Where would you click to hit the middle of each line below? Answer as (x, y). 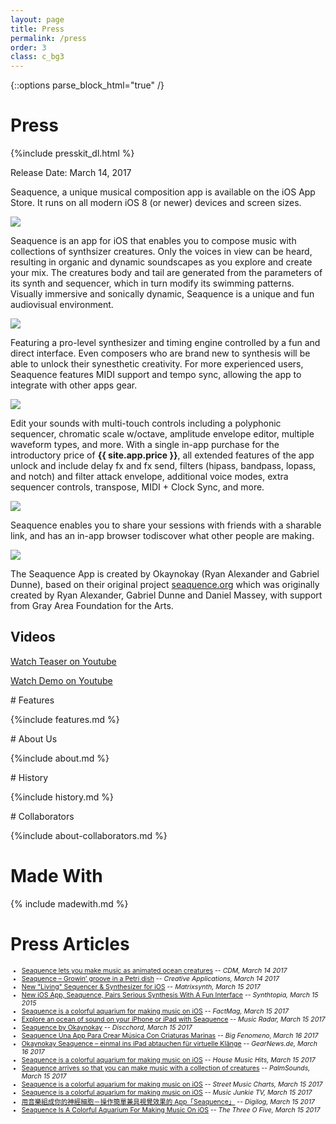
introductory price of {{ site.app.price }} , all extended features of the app (162, 455)
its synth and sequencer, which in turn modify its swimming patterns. (152, 283)
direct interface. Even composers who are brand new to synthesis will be (160, 353)
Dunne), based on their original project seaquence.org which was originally (165, 585)
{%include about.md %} (60, 758)
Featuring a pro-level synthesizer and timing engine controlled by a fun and (165, 343)
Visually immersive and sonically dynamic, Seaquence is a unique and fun (162, 294)
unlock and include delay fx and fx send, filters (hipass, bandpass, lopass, (163, 466)
